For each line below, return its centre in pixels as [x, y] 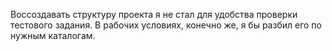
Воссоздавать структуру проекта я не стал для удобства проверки [154, 14]
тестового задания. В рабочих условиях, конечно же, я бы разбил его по [166, 25]
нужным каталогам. [53, 35]
